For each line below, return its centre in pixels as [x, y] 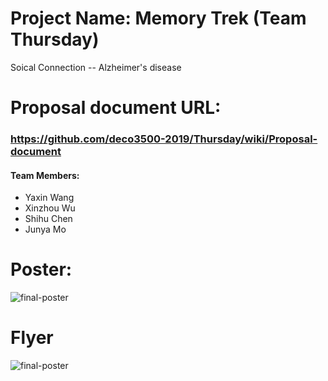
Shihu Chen [48, 219]
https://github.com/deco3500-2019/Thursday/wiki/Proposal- [164, 139]
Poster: [41, 269]
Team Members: [45, 175]
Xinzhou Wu [50, 208]
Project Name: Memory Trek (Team [158, 18]
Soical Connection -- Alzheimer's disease [96, 67]
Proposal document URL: [116, 108]
